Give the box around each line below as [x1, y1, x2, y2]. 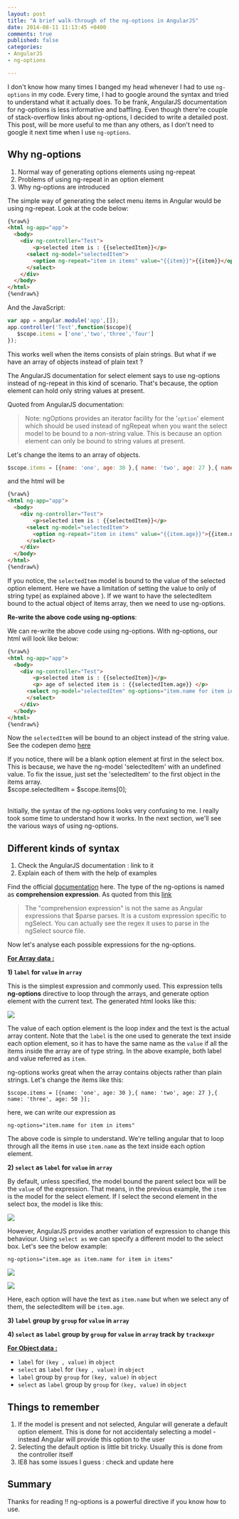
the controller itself [17, 1450, 73, 1459]
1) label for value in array [7, 968, 83, 977]
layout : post [7, 10, 46, 18]
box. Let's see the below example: [7, 1242, 108, 1251]
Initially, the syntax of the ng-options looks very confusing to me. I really [7, 806, 219, 815]
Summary [7, 1478, 52, 1491]
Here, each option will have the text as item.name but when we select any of [7, 1295, 229, 1303]
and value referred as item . [7, 1054, 87, 1063]
